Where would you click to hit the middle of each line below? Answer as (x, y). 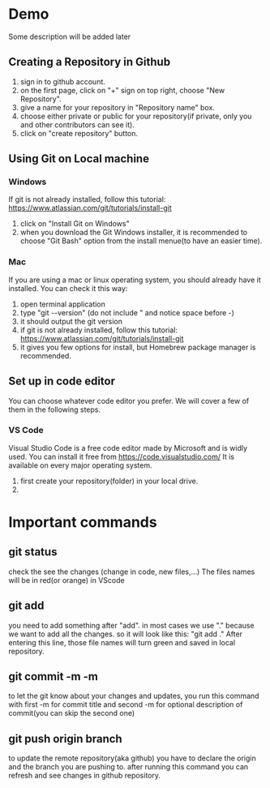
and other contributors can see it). (77, 124)
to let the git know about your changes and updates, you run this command (134, 696)
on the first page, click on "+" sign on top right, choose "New (122, 90)
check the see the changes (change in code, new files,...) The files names (132, 572)
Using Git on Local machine (79, 159)
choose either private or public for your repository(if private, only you (136, 116)
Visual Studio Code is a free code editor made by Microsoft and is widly (128, 448)
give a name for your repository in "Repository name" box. (117, 107)
